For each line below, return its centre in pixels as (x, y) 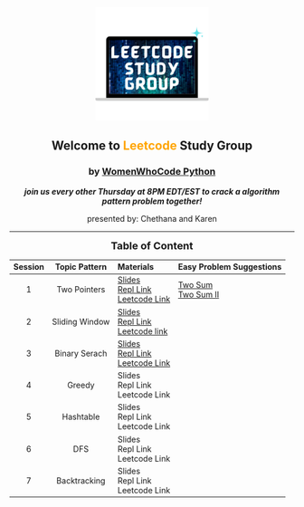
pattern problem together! (152, 201)
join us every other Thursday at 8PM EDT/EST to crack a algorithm (152, 191)
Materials (136, 267)
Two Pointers (81, 290)
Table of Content (152, 245)
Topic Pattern (81, 267)
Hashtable (81, 417)
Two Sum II (199, 294)
